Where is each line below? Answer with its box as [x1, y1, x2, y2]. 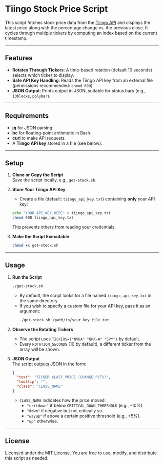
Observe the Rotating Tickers [12, 326, 73, 332]
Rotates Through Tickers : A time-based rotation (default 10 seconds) [12, 67, 153, 73]
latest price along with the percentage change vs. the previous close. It [5, 24, 148, 30]
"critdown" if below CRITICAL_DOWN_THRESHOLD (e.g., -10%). [26, 402, 144, 408]
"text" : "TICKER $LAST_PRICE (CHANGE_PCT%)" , [17, 375, 111, 380]
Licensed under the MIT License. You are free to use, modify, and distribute [5, 450, 157, 456]
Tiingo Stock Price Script [5, 3, 108, 15]
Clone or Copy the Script [12, 172, 63, 178]
